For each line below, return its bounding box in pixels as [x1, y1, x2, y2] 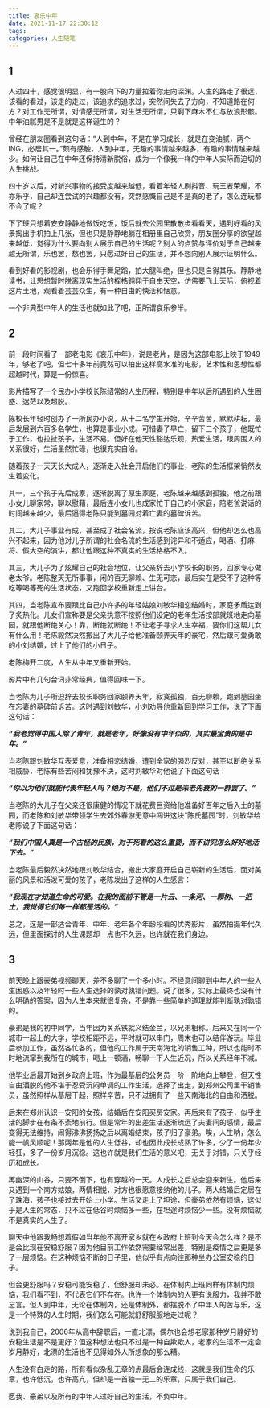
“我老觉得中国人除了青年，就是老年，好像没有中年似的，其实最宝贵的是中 [8, 728, 252, 738]
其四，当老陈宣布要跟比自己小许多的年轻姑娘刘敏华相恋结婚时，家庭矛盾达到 [8, 599, 262, 609]
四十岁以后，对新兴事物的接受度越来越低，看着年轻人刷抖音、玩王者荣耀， [8, 181, 255, 191]
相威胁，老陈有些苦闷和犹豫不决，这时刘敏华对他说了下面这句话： [8, 766, 227, 776]
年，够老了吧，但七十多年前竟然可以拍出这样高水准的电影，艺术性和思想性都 [8, 359, 262, 369]
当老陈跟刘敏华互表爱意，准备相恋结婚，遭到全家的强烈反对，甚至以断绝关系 [8, 756, 262, 765]
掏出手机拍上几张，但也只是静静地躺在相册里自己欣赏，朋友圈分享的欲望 [14, 229, 255, 238]
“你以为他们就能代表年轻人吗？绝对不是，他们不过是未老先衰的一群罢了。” [8, 783, 256, 793]
